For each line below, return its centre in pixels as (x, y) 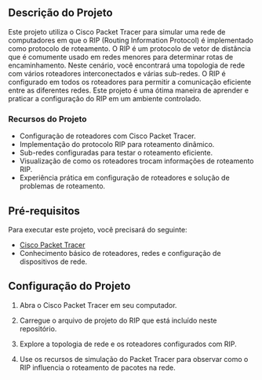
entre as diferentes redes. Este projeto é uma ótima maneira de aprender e (129, 90)
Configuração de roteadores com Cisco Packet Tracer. (107, 136)
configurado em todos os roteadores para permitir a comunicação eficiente (130, 82)
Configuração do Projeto (69, 286)
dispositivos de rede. (53, 261)
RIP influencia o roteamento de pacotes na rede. (98, 367)
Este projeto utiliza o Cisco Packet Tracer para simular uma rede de (117, 31)
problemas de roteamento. (62, 186)
